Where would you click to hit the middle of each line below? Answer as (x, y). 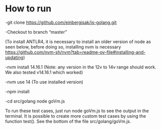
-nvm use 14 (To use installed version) (44, 82)
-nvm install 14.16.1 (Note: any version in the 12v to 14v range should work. (81, 67)
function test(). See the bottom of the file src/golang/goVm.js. (68, 121)
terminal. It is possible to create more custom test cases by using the (76, 116)
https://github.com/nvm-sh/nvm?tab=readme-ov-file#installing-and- (75, 52)
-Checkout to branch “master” (36, 32)
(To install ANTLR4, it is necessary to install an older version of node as (78, 41)
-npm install (17, 91)
